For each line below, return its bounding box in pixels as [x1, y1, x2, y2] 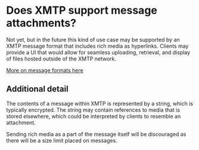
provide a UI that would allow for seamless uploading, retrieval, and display [6, 48, 191, 56]
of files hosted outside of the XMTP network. [6, 55, 117, 62]
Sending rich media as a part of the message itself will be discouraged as [6, 130, 186, 137]
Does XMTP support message [6, 4, 158, 17]
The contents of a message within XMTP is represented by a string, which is [6, 100, 194, 107]
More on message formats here [6, 66, 83, 74]
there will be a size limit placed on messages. [6, 137, 117, 144]
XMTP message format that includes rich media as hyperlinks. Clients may [6, 42, 189, 50]
